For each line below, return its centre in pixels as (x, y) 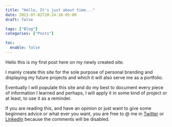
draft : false (19, 19)
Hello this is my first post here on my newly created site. (65, 62)
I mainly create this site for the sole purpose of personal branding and (79, 72)
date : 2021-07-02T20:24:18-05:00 (41, 15)
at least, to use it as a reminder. (39, 98)
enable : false (25, 48)
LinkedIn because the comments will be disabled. (58, 119)
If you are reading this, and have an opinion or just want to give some (78, 108)
